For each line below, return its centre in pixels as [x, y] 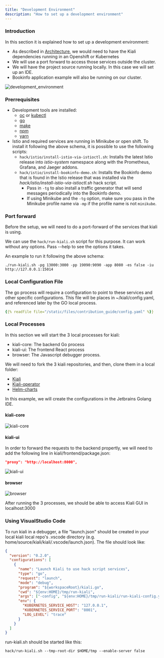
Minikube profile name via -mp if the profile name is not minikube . [92, 204]
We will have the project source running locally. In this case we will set [83, 67]
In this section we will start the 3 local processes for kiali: [62, 335]
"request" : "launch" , [40, 578]
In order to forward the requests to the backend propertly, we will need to [79, 448]
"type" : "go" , [32, 574]
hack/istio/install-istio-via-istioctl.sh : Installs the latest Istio [86, 157]
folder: [12, 369]
